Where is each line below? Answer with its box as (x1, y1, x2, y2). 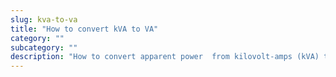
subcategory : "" (10, 42, 78, 53)
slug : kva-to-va (10, 14, 78, 25)
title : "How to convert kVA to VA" (10, 24, 159, 34)
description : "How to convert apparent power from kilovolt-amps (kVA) (10, 52, 320, 62)
